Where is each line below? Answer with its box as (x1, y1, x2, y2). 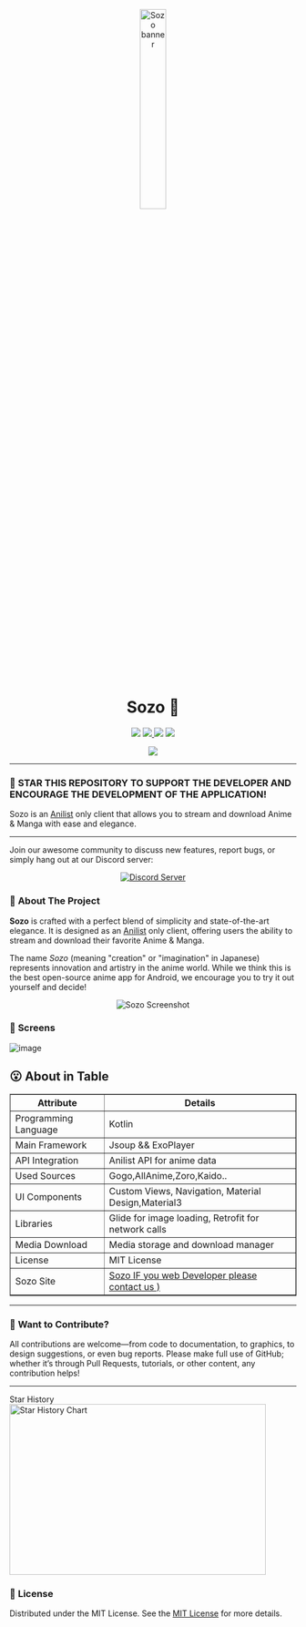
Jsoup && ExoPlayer (108, 1139, 195, 1151)
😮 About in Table (9, 1069, 109, 1084)
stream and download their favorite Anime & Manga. (9, 935, 205, 946)
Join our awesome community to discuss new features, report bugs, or (9, 844, 276, 855)
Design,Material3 (108, 1196, 182, 1209)
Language (15, 1123, 58, 1136)
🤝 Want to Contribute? (9, 1317, 109, 1330)
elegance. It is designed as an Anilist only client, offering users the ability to (9, 925, 293, 936)
